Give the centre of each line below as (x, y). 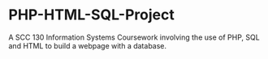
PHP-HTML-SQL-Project (91, 15)
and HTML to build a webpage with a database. (88, 45)
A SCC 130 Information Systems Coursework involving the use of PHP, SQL (134, 37)
